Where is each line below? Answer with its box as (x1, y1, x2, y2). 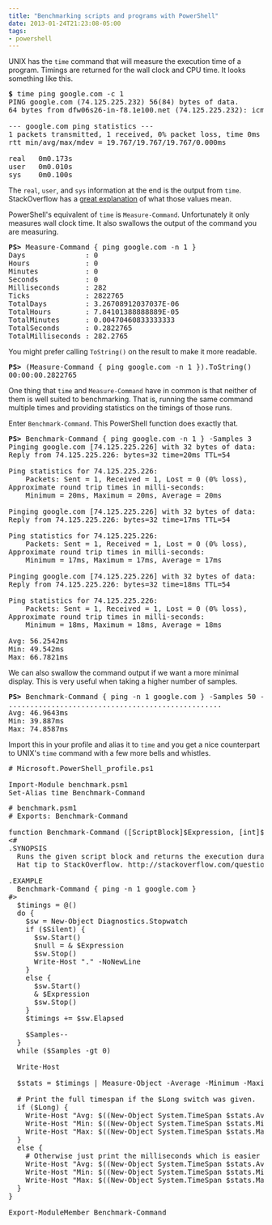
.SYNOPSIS (8, 844, 47, 854)
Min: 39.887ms (8, 717, 65, 726)
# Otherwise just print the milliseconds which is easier (25, 1151, 261, 1161)
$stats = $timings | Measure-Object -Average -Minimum (16, 1079, 240, 1088)
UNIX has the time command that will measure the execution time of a (8, 57, 241, 66)
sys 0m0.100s (8, 171, 73, 180)
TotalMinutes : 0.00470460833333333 (8, 316, 176, 324)
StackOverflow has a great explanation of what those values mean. (8, 194, 232, 204)
